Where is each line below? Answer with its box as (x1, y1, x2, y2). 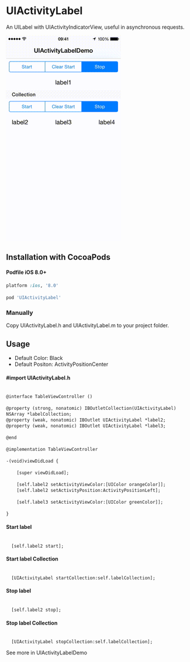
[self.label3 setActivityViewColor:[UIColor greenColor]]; (16, 500, 164, 505)
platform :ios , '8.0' (6, 283, 59, 288)
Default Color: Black (14, 355, 63, 362)
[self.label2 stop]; (11, 607, 61, 613)
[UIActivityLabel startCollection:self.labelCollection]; (11, 575, 156, 581)
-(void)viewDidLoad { (6, 459, 59, 464)
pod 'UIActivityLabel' (6, 295, 61, 301)
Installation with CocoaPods (6, 252, 111, 262)
